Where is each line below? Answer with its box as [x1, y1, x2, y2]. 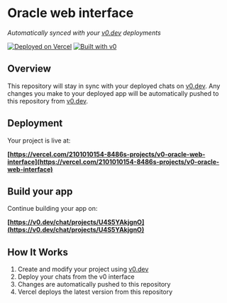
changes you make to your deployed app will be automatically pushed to [7, 89, 219, 97]
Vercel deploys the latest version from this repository [17, 287, 173, 296]
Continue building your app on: [7, 204, 98, 213]
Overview [7, 62, 52, 75]
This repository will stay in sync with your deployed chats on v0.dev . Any [7, 82, 221, 90]
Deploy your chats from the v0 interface [17, 272, 135, 281]
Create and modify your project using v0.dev [17, 265, 149, 274]
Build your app [7, 185, 73, 197]
